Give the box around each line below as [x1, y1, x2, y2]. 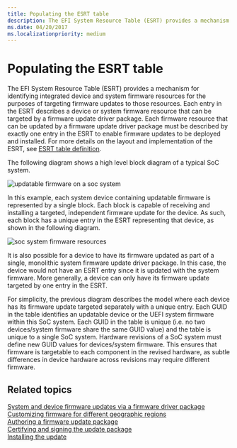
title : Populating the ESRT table [7, 10, 110, 18]
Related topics [7, 383, 72, 395]
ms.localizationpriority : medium [7, 30, 106, 38]
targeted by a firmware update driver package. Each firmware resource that [7, 114, 229, 123]
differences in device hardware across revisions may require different [7, 356, 210, 364]
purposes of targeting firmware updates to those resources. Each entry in [7, 99, 222, 108]
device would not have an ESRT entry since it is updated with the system [7, 266, 219, 275]
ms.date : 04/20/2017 [7, 23, 69, 31]
